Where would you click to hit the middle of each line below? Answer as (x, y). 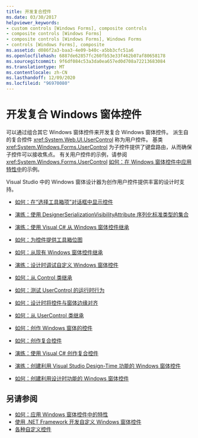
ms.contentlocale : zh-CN (37, 72)
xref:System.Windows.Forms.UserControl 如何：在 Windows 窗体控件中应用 (99, 161)
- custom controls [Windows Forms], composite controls (76, 28)
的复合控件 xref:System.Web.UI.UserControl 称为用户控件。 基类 (84, 139)
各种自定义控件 (33, 429)
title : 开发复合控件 (29, 12)
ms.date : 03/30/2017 (32, 17)
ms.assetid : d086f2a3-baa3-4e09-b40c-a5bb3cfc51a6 (70, 50)
